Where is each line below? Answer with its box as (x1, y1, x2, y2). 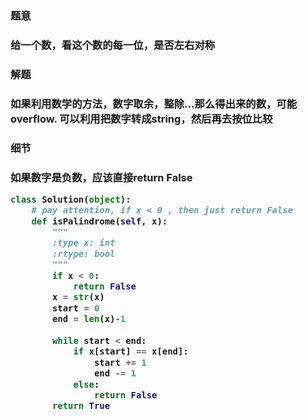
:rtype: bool (51, 248, 116, 259)
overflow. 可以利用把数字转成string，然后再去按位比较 (10, 112, 273, 126)
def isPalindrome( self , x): (31, 215, 168, 227)
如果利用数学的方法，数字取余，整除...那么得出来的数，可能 (10, 97, 298, 111)
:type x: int (51, 237, 116, 249)
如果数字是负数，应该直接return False (10, 170, 193, 184)
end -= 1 (93, 368, 137, 379)
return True (51, 400, 111, 412)
